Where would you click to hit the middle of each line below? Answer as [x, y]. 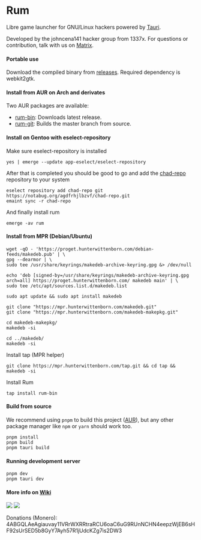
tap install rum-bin [32, 393]
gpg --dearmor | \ [29, 259]
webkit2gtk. [21, 79]
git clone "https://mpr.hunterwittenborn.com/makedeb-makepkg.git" [92, 312]
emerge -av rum [25, 223]
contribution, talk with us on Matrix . [50, 45]
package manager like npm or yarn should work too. [69, 426]
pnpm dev [17, 474]
